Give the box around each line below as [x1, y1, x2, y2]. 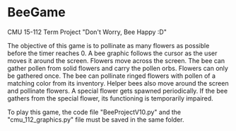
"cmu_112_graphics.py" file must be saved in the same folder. [7, 115, 184, 124]
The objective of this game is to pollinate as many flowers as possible [7, 41, 210, 50]
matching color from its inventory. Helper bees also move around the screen [7, 79, 229, 87]
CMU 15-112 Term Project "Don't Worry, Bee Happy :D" [7, 28, 167, 36]
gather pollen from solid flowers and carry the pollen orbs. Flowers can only [7, 64, 228, 72]
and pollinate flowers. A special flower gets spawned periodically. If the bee [7, 86, 228, 95]
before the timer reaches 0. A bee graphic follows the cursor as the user [7, 49, 218, 57]
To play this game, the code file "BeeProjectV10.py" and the [7, 108, 182, 116]
